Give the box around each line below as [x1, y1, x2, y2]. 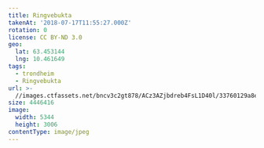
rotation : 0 [8, 26, 47, 34]
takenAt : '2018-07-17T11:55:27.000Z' [8, 19, 132, 27]
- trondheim [15, 70, 55, 78]
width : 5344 [15, 114, 55, 121]
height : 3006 [15, 121, 58, 128]
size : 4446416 [8, 99, 55, 106]
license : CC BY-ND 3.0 [8, 33, 82, 42]
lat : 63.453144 [15, 48, 65, 56]
